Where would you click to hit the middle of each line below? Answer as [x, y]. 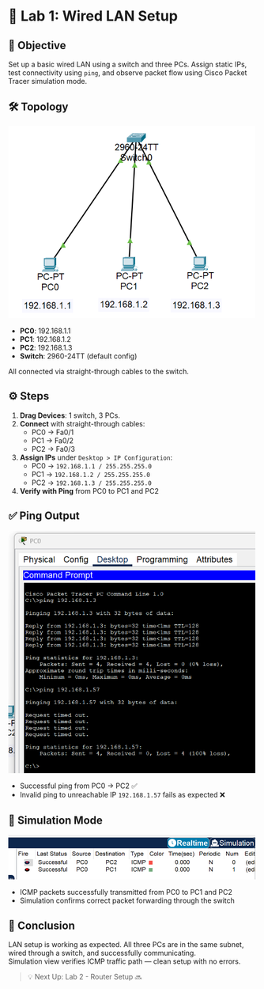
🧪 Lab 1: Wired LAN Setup [93, 16]
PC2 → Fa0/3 [53, 449]
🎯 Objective [37, 45]
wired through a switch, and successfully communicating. [102, 953]
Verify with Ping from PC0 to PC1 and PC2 [89, 491]
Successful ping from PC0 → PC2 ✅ [79, 786]
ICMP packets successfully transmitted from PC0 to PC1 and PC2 [126, 892]
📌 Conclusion [41, 925]
